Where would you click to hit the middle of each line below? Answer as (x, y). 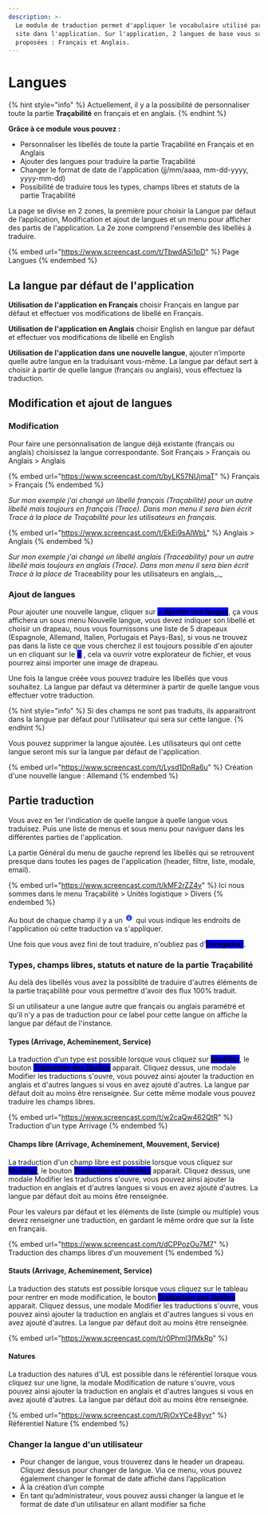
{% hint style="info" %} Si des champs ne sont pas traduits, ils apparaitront (132, 710)
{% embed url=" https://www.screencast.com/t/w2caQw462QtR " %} (121, 1117)
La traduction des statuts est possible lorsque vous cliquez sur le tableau (128, 1289)
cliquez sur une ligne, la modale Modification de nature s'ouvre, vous (122, 1382)
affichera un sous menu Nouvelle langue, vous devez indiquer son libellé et (132, 620)
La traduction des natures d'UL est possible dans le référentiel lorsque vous (133, 1374)
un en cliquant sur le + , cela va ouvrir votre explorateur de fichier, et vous (130, 654)
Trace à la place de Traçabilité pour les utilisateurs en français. (112, 517)
